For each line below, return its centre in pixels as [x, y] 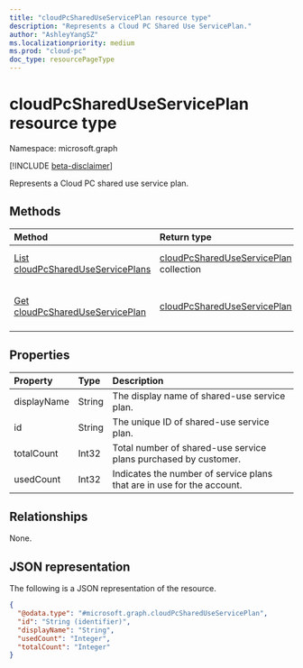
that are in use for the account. [177, 485]
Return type [185, 237]
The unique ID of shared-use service [191, 422]
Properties [40, 356]
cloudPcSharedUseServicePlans [83, 269]
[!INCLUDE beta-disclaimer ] [61, 165]
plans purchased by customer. [177, 459]
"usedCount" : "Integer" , [64, 638]
